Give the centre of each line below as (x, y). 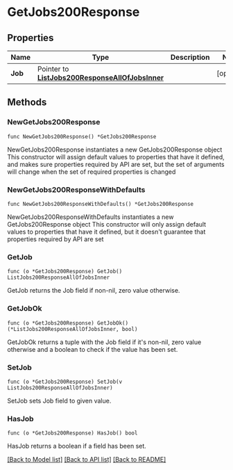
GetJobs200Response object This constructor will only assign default (107, 224)
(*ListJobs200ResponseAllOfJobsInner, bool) (72, 329)
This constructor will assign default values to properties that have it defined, (116, 156)
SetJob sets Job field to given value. (59, 400)
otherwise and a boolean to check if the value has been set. (93, 349)
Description (190, 57)
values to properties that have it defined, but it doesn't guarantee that (106, 232)
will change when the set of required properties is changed (92, 172)
